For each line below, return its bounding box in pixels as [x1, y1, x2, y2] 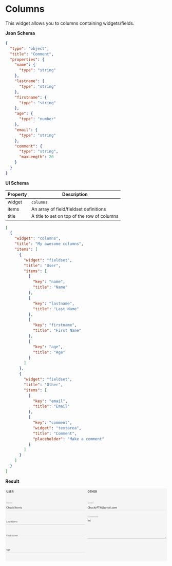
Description [62, 191, 88, 198]
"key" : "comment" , [32, 420, 72, 425]
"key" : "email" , [32, 399, 68, 404]
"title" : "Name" [32, 285, 68, 290]
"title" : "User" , [24, 263, 61, 268]
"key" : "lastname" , [32, 301, 74, 306]
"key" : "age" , [32, 344, 63, 349]
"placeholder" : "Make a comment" [32, 436, 104, 442]
